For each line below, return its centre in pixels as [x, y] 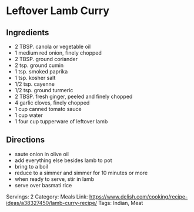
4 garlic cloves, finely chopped [52, 103]
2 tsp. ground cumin [39, 65]
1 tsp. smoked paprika [41, 71]
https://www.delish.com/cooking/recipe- [138, 196]
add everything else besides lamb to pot [63, 160]
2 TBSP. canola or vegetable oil [53, 46]
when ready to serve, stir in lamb [54, 179]
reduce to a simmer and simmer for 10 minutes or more [81, 173]
